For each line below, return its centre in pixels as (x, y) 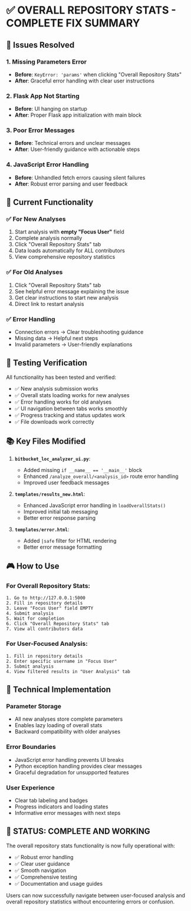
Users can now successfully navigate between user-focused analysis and (96, 895)
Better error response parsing (60, 518)
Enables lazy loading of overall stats (58, 725)
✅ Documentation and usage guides (59, 883)
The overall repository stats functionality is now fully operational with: (91, 846)
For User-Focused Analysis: (47, 644)
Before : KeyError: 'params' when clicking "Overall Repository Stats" (98, 74)
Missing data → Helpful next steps (56, 338)
